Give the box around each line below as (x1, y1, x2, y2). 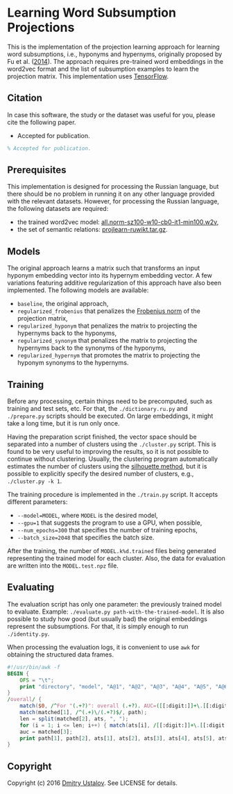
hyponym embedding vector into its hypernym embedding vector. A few (7, 271, 213, 280)
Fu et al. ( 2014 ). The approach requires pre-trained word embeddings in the (7, 57, 224, 65)
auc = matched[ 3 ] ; (19, 728, 73, 735)
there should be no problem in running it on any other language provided (7, 189, 215, 198)
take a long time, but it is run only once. (7, 419, 120, 428)
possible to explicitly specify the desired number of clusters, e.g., (7, 470, 194, 478)
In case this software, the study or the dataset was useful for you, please (7, 110, 216, 119)
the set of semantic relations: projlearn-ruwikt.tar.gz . (17, 226, 168, 234)
